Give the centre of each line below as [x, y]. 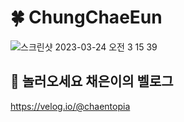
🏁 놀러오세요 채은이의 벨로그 [92, 81]
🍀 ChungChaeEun [86, 17]
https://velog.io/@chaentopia [70, 106]
